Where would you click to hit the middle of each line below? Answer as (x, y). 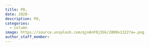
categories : (17, 23)
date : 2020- (17, 14)
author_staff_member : (27, 37)
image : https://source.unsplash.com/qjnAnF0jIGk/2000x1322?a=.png (75, 32)
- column (19, 28)
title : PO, (16, 10)
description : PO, (23, 19)
